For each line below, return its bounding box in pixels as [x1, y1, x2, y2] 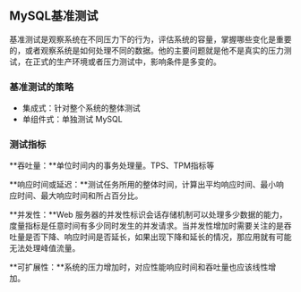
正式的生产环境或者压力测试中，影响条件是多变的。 [32, 56, 221, 67]
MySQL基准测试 [9, 8, 99, 24]
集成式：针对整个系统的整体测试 [21, 103, 141, 113]
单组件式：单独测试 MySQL [21, 114, 123, 125]
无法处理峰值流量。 [9, 243, 81, 254]
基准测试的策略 [9, 80, 74, 93]
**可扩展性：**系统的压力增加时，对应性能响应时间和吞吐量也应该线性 [9, 262, 269, 272]
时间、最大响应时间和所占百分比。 [16, 190, 143, 201]
